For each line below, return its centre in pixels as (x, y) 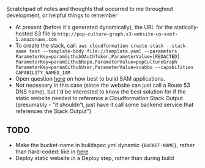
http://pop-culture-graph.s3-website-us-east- (118, 34)
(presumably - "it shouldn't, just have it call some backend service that (104, 104)
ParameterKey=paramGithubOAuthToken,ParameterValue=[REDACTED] (98, 57)
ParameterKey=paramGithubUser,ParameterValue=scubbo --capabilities (104, 67)
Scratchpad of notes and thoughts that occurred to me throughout (90, 9)
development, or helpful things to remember (62, 15)
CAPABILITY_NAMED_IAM (43, 73)
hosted (24, 34)
